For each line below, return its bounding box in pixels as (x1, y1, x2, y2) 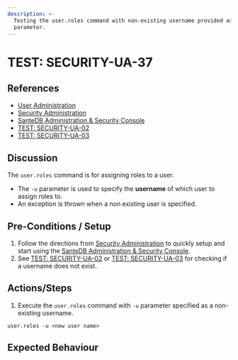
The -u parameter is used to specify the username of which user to (17, 185, 215, 193)
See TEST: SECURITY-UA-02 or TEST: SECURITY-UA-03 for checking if (17, 254, 227, 263)
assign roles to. (17, 192, 62, 201)
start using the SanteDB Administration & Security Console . (17, 246, 191, 255)
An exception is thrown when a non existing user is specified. (17, 200, 197, 208)
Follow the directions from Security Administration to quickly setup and (17, 239, 225, 247)
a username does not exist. (17, 262, 97, 270)
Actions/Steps (7, 282, 72, 295)
